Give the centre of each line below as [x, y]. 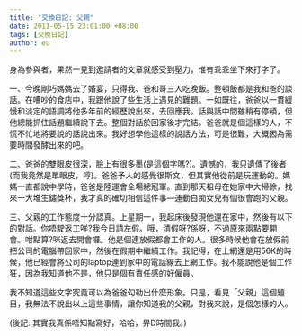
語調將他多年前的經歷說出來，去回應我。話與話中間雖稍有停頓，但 [170, 111]
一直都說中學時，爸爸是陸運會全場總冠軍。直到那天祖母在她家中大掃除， [151, 186]
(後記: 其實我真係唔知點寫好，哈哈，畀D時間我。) [98, 323]
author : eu [30, 43]
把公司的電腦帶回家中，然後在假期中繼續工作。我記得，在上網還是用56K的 [147, 251]
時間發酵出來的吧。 [52, 145]
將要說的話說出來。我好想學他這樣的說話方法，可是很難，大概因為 [162, 134]
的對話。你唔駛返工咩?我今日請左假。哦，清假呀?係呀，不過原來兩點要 [139, 228]
